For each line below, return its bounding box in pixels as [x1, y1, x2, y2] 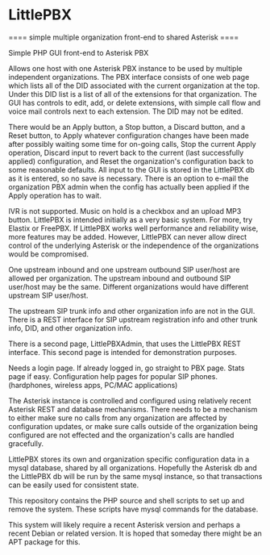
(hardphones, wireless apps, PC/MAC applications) [8, 380, 178, 390]
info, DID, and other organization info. [8, 323, 133, 332]
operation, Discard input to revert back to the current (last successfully [8, 148, 244, 157]
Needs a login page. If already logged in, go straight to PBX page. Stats [8, 363, 245, 373]
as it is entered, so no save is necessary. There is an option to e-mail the [8, 173, 249, 183]
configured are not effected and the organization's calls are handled [8, 430, 235, 440]
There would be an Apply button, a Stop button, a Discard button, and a [8, 122, 246, 131]
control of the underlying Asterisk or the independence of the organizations [8, 240, 260, 250]
